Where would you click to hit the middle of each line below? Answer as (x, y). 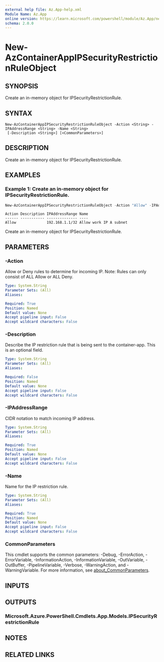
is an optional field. (24, 350)
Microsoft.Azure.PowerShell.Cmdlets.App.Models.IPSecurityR (81, 616)
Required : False (21, 377)
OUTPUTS (21, 602)
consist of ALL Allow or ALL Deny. (39, 277)
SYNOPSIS (22, 86)
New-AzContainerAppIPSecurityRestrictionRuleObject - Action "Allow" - (78, 205)
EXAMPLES (23, 175)
